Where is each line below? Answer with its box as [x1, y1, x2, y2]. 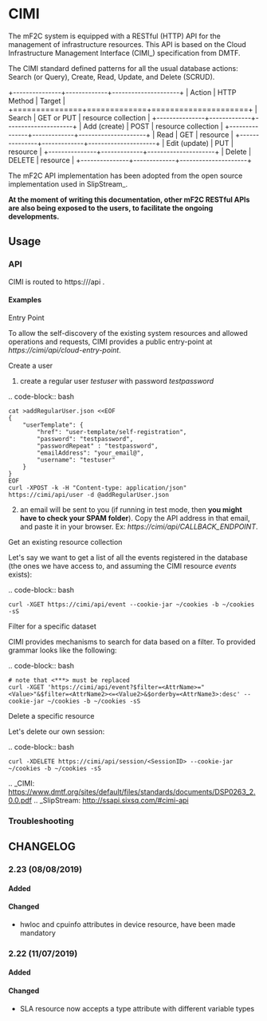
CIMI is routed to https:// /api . [8, 277, 105, 286]
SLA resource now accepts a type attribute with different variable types [19, 1003, 255, 1013]
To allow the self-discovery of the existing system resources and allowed [8, 328, 249, 337]
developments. [8, 211, 60, 221]
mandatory [19, 928, 56, 937]
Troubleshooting [8, 815, 74, 826]
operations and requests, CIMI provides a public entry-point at [8, 337, 213, 346]
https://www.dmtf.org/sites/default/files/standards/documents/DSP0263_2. [8, 786, 257, 796]
